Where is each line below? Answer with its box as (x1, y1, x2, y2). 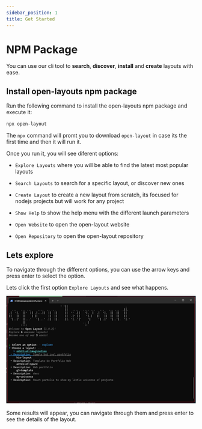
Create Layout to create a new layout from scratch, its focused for (14, 191, 179, 198)
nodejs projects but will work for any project (14, 198, 124, 205)
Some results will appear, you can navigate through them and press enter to (6, 409, 194, 416)
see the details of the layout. (6, 415, 77, 423)
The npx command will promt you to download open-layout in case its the (6, 132, 188, 139)
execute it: (6, 109, 32, 116)
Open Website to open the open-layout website (14, 221, 130, 228)
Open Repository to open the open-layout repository (14, 233, 144, 240)
